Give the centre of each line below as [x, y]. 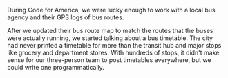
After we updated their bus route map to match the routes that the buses [110, 31]
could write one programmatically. [56, 67]
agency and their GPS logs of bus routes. [66, 17]
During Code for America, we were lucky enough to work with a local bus [111, 10]
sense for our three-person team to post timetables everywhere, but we [109, 60]
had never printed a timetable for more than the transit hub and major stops [114, 45]
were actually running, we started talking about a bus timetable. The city [110, 38]
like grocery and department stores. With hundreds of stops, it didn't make [113, 52]
